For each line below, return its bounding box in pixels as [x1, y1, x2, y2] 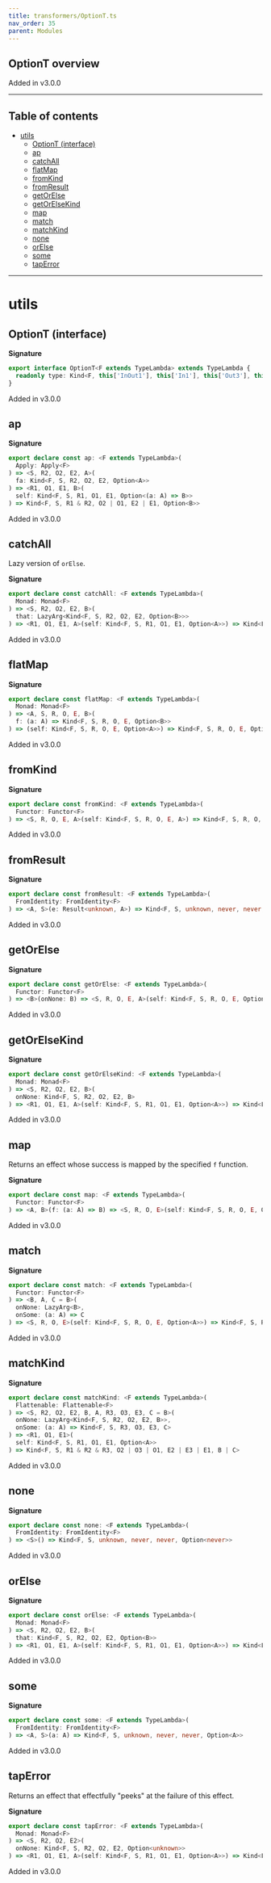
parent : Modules [8, 27, 63, 35]
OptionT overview [8, 57, 100, 70]
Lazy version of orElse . [8, 559, 86, 568]
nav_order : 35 [8, 19, 56, 27]
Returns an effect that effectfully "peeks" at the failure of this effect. [8, 1790, 235, 1801]
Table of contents [8, 109, 98, 123]
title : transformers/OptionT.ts [8, 11, 117, 20]
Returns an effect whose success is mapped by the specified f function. [8, 1160, 248, 1169]
